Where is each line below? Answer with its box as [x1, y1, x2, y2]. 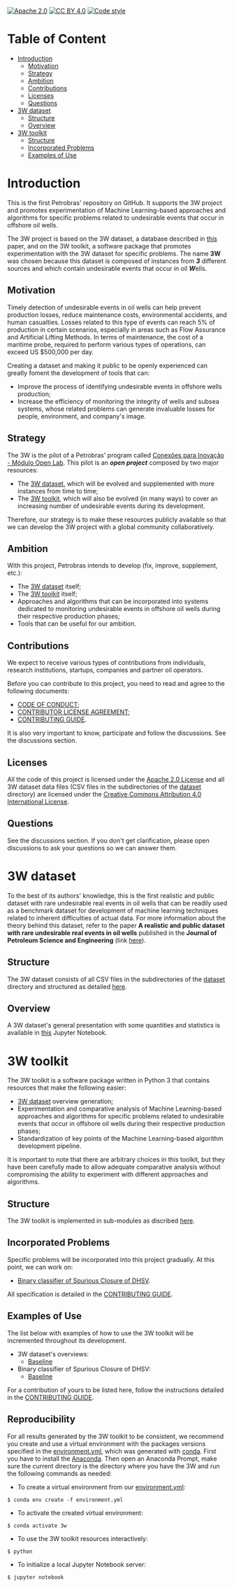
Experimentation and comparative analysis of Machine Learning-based [17, 1104, 222, 1113]
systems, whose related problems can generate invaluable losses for [17, 405, 215, 413]
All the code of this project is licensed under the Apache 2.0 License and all [7, 775, 225, 783]
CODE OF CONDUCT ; [17, 701, 80, 709]
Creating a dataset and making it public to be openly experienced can [7, 361, 208, 370]
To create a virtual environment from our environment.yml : [17, 1482, 186, 1491]
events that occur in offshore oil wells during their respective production [17, 1120, 226, 1128]
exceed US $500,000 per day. [7, 347, 94, 356]
